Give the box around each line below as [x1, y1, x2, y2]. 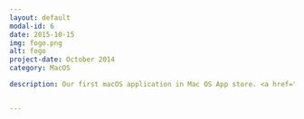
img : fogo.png [9, 38, 63, 48]
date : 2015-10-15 [9, 30, 75, 39]
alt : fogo [9, 47, 47, 56]
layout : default [9, 13, 71, 23]
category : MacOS [9, 64, 71, 73]
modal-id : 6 [9, 22, 54, 31]
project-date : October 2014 [9, 55, 116, 64]
